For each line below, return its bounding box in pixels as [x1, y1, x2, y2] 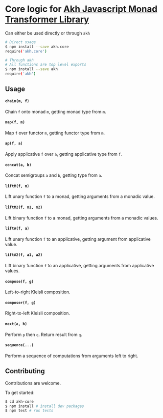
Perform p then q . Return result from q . [5, 332, 82, 337]
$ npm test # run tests [5, 408, 54, 413]
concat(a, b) [5, 162, 32, 167]
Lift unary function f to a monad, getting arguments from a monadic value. [5, 194, 155, 199]
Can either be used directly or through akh [5, 30, 90, 36]
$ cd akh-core [5, 399, 34, 404]
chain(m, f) [5, 99, 29, 104]
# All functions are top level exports [5, 62, 87, 67]
